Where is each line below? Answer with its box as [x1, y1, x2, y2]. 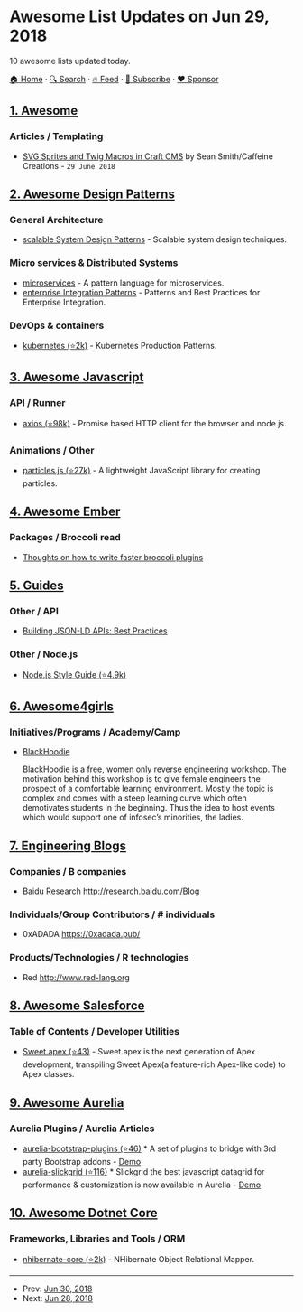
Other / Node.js [9, 648, 78, 661]
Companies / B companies [9, 865, 127, 877]
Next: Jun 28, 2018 [22, 1292, 93, 1303]
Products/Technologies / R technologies [9, 951, 189, 964]
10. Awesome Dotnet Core [9, 1205, 158, 1221]
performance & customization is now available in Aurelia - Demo [22, 1179, 262, 1190]
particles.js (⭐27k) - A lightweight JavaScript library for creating [22, 464, 261, 475]
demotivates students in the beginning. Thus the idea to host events [22, 802, 275, 813]
